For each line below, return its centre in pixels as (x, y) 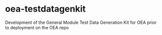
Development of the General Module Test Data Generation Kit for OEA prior (81, 22)
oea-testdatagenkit (45, 9)
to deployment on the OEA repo (37, 27)
